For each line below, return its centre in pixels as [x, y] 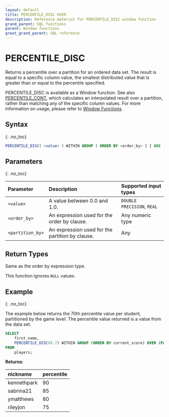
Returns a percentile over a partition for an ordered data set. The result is [81, 72]
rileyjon [16, 407]
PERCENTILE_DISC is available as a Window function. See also [70, 92]
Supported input [141, 186]
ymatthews [21, 399]
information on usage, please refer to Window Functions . [64, 108]
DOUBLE [129, 201]
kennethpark [23, 383]
